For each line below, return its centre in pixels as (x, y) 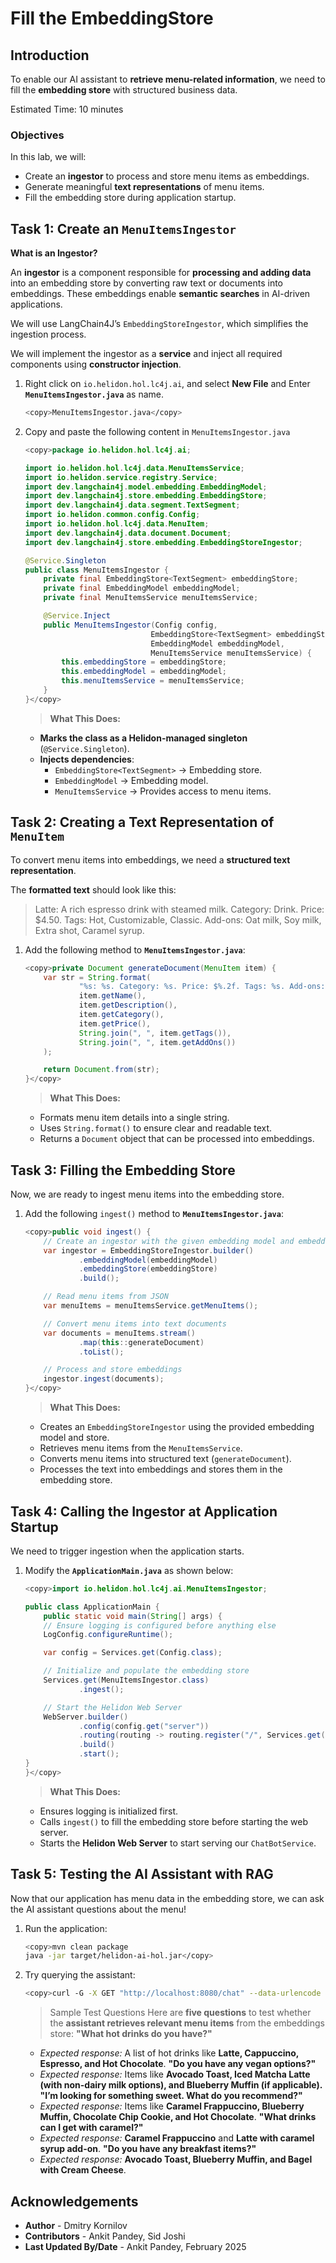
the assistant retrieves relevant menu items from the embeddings (187, 2023)
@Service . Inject (77, 616)
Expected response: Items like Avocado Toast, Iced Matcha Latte (175, 2074)
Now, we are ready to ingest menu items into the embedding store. (147, 1194)
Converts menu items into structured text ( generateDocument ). (165, 1459)
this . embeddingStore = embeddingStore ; (144, 662)
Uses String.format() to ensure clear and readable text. (156, 1128)
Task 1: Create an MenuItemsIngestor (123, 228)
